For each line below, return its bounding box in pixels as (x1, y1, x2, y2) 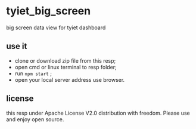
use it (6, 41, 27, 51)
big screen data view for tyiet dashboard (6, 24, 106, 31)
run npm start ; (14, 70, 52, 77)
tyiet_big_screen (6, 4, 91, 18)
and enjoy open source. (6, 115, 64, 123)
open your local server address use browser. (14, 76, 125, 83)
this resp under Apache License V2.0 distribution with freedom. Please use (6, 109, 191, 116)
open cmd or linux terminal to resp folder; (14, 63, 117, 70)
